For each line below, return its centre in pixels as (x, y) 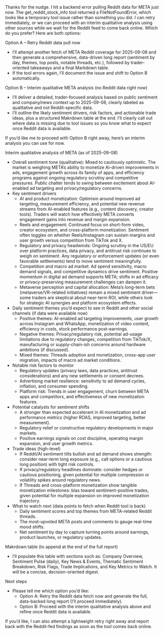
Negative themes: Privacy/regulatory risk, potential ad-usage (81, 334)
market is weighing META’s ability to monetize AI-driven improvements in (85, 167)
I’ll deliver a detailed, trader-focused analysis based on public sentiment (85, 97)
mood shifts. (32, 527)
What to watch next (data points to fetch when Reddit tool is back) (79, 506)
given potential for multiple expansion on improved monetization (84, 495)
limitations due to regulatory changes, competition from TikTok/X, (85, 339)
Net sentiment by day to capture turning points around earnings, (84, 532)
